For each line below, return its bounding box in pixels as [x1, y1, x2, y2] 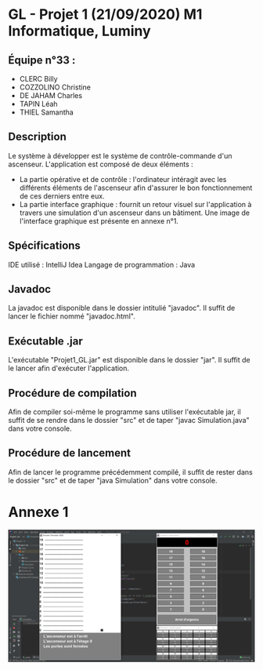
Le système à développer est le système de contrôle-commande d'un [8, 151, 232, 160]
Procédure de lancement [8, 446, 131, 460]
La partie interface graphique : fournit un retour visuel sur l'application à [19, 199, 252, 209]
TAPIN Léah [19, 100, 58, 108]
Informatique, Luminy [8, 22, 151, 40]
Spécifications [8, 239, 81, 253]
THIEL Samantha [19, 107, 74, 117]
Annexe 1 [8, 504, 69, 521]
